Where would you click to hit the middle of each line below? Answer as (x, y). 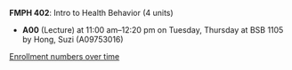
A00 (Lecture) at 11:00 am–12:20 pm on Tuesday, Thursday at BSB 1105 (153, 30)
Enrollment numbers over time (65, 56)
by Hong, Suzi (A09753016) (73, 39)
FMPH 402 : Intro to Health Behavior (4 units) (91, 13)
